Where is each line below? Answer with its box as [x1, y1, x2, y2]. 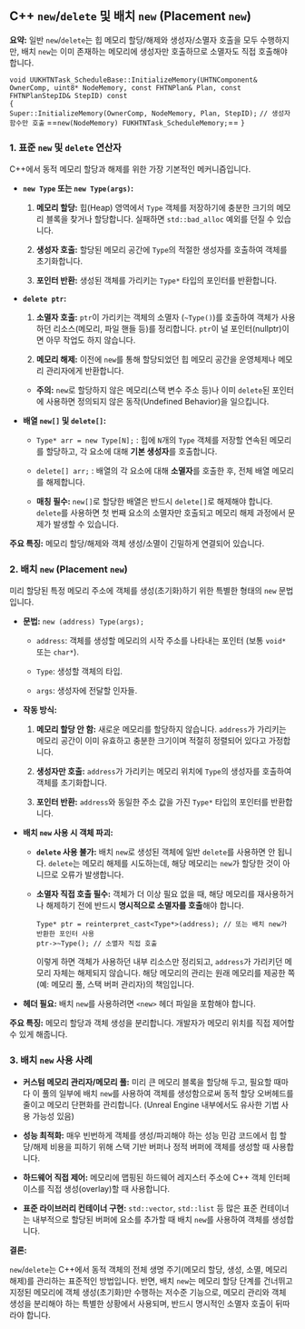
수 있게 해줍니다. [9, 1029, 68, 1040]
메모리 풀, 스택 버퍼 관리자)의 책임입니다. [51, 979, 195, 990]
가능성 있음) [32, 1110, 75, 1121]
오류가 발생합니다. [60, 869, 124, 880]
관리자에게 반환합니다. [45, 365, 124, 376]
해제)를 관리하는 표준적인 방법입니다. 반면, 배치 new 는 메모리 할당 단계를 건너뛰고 [9, 1275, 293, 1286]
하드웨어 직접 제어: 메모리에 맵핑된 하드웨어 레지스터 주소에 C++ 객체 [22, 1172, 267, 1183]
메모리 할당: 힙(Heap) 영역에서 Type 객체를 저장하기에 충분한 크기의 [35, 203, 275, 214]
